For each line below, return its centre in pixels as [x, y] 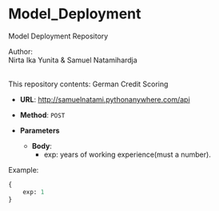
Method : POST [42, 115]
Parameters [40, 130]
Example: [24, 169]
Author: [21, 51]
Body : [42, 145]
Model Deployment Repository [58, 36]
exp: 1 [34, 192]
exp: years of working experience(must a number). [127, 154]
